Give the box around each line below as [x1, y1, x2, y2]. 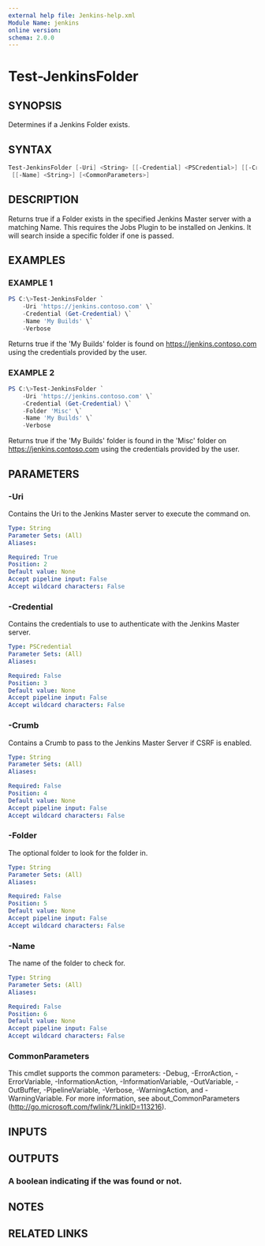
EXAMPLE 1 [8, 277, 54, 288]
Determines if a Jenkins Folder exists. [8, 120, 130, 130]
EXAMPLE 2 [8, 367, 55, 378]
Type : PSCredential [8, 643, 73, 651]
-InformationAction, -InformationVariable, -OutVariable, [54, 1077, 234, 1086]
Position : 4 [8, 789, 47, 798]
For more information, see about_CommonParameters [65, 1094, 241, 1103]
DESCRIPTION [8, 193, 79, 206]
